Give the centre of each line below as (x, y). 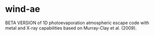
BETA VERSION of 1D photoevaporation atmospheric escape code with (77, 23)
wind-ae (23, 9)
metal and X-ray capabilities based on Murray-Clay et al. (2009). (71, 28)
